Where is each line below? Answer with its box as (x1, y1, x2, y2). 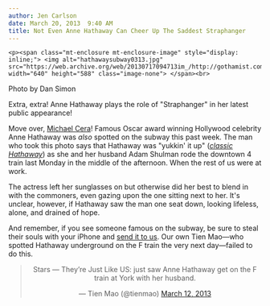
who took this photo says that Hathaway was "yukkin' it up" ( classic (8, 141, 233, 151)
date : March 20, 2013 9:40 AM (8, 19, 113, 27)
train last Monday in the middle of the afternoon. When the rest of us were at (8, 158, 262, 167)
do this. (8, 249, 34, 258)
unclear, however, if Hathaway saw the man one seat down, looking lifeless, (8, 199, 259, 209)
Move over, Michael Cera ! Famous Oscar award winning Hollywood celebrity (8, 124, 262, 134)
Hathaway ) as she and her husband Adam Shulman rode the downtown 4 (8, 150, 252, 159)
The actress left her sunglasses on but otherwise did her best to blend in (8, 182, 249, 192)
